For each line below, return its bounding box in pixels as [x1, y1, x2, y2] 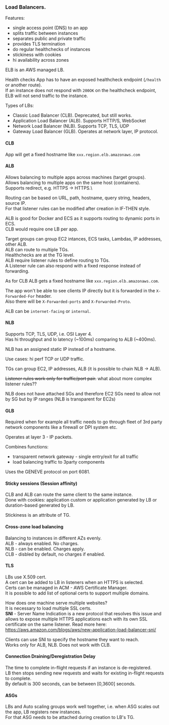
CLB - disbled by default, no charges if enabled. [5, 551, 105, 557]
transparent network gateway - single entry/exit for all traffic [12, 454, 139, 460]
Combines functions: [5, 444, 49, 450]
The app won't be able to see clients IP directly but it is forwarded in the [5, 287, 155, 294]
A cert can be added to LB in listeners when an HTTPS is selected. [5, 579, 144, 585]
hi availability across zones [12, 57, 69, 63]
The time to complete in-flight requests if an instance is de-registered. [5, 664, 152, 670]
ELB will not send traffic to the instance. [5, 93, 89, 99]
